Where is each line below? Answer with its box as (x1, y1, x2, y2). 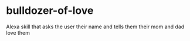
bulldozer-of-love (6, 4, 94, 17)
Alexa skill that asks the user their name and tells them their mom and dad (6, 23, 185, 30)
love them (6, 29, 30, 36)
